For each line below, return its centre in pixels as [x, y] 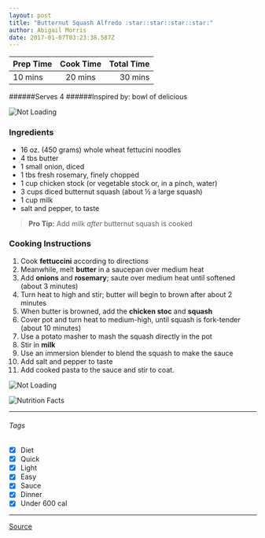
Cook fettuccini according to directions [84, 261]
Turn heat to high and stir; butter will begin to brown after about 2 [126, 294]
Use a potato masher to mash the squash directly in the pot [116, 336]
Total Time [129, 64]
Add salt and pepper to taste [66, 361]
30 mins [135, 77]
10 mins [28, 77]
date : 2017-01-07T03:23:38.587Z [62, 37]
